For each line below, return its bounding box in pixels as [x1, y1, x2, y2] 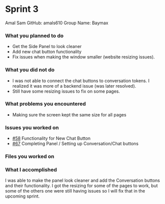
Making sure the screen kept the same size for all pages [12, 111, 127, 117]
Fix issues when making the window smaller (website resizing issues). [12, 54, 155, 60]
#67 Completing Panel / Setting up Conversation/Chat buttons [12, 141, 139, 147]
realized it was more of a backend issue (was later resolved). [12, 83, 136, 89]
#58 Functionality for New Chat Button [12, 135, 91, 142]
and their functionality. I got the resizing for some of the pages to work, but [5, 183, 158, 189]
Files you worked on [5, 153, 54, 160]
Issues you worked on [5, 124, 59, 131]
